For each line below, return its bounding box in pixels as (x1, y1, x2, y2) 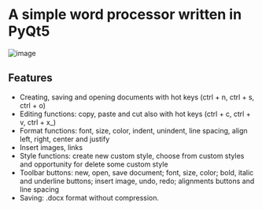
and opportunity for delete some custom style (19, 159, 168, 169)
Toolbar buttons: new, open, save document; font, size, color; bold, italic (19, 167, 254, 177)
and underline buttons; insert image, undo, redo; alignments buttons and (19, 176, 255, 186)
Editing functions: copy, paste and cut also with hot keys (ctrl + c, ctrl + (19, 109, 251, 118)
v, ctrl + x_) (19, 117, 57, 127)
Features (8, 71, 53, 84)
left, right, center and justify (19, 134, 110, 144)
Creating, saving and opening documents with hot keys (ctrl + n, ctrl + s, (19, 92, 255, 102)
